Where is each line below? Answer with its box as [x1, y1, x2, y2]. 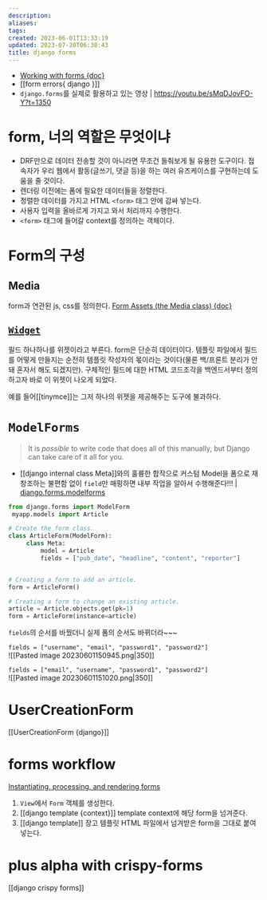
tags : [8, 26, 26, 34]
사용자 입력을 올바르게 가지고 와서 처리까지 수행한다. [19, 205, 182, 215]
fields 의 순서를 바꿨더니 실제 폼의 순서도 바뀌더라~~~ [8, 628, 178, 637]
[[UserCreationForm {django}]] [8, 728, 110, 737]
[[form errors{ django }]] [19, 79, 100, 89]
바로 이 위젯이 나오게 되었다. [29, 374, 117, 384]
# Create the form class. [8, 524, 94, 533]
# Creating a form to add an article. [8, 575, 137, 583]
